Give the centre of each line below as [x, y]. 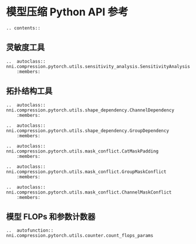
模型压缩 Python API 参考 [67, 12]
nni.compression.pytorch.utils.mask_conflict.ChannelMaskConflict [89, 192]
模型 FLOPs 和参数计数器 [51, 217]
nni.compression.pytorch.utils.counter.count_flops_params [80, 236]
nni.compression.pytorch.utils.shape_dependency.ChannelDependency [90, 110]
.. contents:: [23, 28]
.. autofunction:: [30, 231]
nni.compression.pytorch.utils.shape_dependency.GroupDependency [87, 131]
